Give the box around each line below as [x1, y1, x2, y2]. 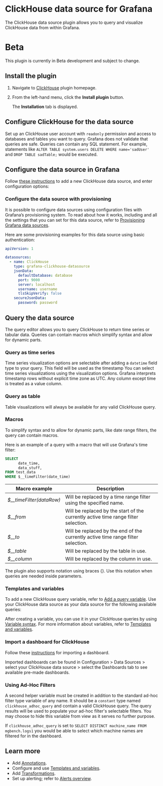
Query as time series [5, 349, 55, 356]
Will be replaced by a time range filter [65, 494, 150, 500]
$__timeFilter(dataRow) [7, 497, 61, 503]
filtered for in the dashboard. [5, 733, 63, 739]
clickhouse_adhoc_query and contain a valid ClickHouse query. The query [5, 703, 152, 709]
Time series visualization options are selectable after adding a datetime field [5, 360, 158, 366]
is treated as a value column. [5, 381, 63, 387]
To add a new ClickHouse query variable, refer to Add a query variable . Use [5, 596, 156, 602]
